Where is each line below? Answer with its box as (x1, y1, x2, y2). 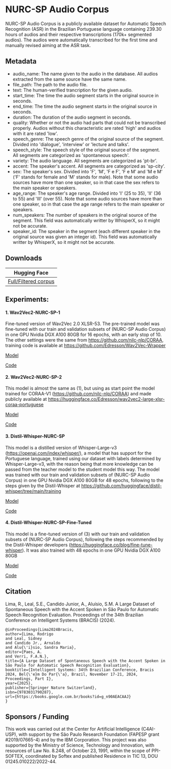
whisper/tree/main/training (5, 488, 61, 494)
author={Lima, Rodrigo (5, 631, 54, 637)
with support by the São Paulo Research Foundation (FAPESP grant (18, 731, 160, 737)
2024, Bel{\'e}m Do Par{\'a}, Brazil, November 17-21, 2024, (5, 671, 138, 677)
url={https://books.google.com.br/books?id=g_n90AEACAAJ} (5, 694, 131, 699)
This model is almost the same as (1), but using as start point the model (5, 385, 155, 392)
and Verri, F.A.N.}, (5, 653, 50, 659)
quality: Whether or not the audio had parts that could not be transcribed (12, 119, 166, 126)
